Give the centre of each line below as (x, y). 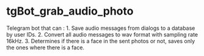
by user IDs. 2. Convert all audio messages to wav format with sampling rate (102, 34)
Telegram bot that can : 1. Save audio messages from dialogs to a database (101, 28)
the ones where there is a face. (45, 47)
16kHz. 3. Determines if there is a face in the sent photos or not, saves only (101, 41)
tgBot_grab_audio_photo (70, 11)
